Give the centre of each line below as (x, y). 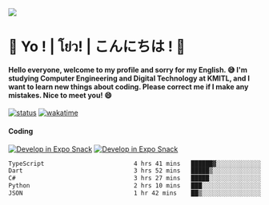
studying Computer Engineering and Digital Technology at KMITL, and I (129, 78)
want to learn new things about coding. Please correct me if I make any (128, 86)
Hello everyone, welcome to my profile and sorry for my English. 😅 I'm (128, 69)
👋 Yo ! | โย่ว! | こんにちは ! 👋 (97, 47)
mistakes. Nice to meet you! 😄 (60, 95)
